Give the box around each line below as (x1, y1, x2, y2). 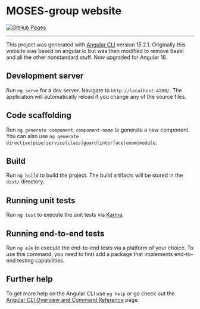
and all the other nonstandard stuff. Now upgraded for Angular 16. (6, 54, 168, 61)
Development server (6, 71, 84, 81)
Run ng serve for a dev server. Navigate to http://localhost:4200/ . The (6, 86, 183, 93)
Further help (6, 274, 54, 284)
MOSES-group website (6, 4, 122, 18)
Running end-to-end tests (6, 228, 105, 239)
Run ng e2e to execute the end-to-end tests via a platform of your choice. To (6, 244, 194, 251)
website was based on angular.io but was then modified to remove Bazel (6, 47, 184, 54)
